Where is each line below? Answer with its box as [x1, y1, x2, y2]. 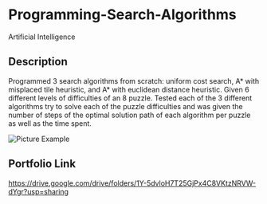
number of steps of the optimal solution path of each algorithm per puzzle [8, 110, 251, 120]
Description [8, 55, 68, 69]
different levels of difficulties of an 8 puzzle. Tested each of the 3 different [8, 93, 253, 103]
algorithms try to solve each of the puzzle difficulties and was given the [8, 101, 243, 111]
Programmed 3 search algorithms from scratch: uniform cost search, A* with [8, 76, 260, 85]
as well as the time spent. [8, 118, 92, 128]
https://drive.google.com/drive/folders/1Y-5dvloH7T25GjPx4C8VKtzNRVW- [8, 178, 257, 188]
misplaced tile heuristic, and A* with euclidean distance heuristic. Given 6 [8, 84, 249, 94]
